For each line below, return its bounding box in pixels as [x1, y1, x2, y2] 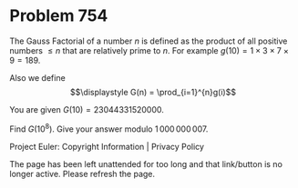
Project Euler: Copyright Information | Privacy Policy [9, 141, 205, 152]
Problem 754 [9, 5, 108, 26]
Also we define [9, 72, 66, 83]
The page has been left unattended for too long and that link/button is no [9, 158, 283, 169]
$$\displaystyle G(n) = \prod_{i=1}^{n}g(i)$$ [69, 86, 237, 97]
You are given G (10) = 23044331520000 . [9, 104, 164, 114]
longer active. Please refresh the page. [9, 168, 156, 179]
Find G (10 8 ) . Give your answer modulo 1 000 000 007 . [9, 122, 209, 134]
